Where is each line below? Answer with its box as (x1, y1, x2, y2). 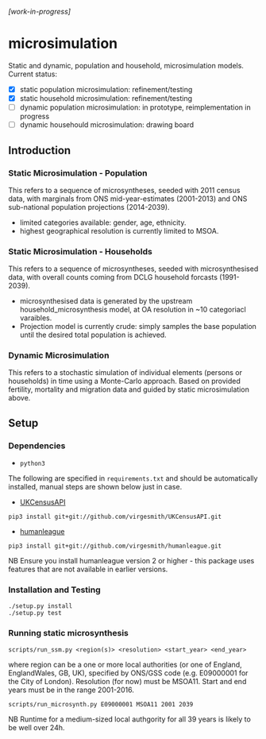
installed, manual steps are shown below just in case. (8, 482, 183, 492)
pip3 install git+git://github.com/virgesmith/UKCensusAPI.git (8, 513, 222, 521)
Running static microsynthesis (8, 628, 129, 639)
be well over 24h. (8, 722, 65, 732)
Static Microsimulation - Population (8, 167, 148, 178)
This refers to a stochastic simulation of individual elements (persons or (8, 368, 242, 377)
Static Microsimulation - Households (8, 246, 152, 257)
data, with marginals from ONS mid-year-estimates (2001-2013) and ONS (8, 194, 248, 203)
